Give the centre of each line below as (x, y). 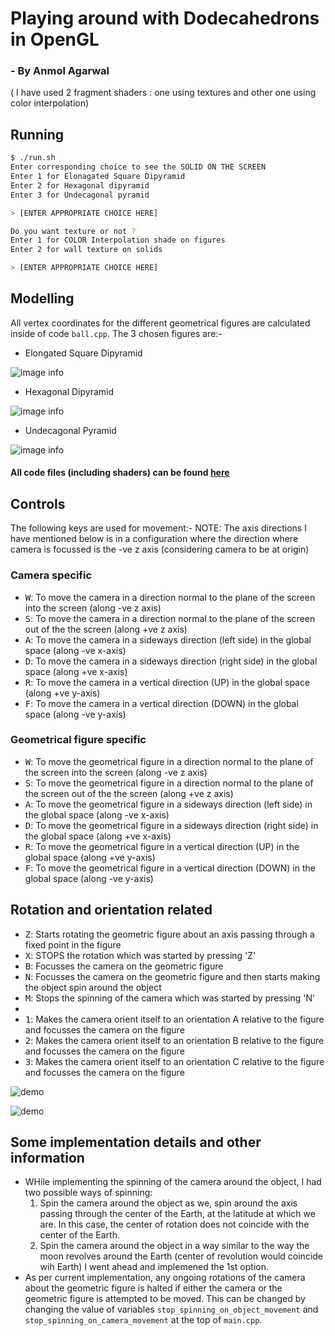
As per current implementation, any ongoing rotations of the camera (165, 1278)
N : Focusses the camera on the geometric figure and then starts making (172, 976)
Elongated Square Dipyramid (83, 353)
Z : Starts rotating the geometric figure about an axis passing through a (169, 934)
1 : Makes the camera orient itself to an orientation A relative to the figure (174, 1019)
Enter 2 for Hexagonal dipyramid (80, 185)
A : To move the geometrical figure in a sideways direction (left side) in (168, 804)
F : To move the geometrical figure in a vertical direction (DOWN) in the (170, 868)
